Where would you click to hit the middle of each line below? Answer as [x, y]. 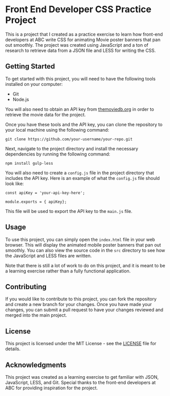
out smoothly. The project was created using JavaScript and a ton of [77, 45]
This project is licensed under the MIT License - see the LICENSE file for [81, 344]
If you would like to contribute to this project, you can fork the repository [81, 299]
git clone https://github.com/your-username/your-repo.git [69, 139]
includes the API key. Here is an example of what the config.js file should [82, 178]
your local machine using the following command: [57, 130]
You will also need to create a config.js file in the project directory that [80, 173]
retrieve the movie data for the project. [46, 114]
